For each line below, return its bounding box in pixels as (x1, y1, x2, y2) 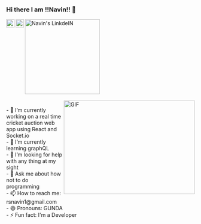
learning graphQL (6, 145, 50, 152)
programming (6, 183, 40, 190)
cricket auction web (6, 119, 55, 126)
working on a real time (6, 113, 62, 120)
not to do (6, 177, 29, 184)
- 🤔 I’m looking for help (6, 151, 63, 158)
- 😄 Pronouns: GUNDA (6, 205, 63, 212)
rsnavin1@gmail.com (6, 198, 57, 205)
